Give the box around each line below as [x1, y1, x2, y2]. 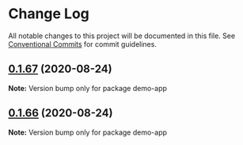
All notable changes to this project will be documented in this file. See [8, 31, 236, 40]
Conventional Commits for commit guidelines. [8, 39, 157, 48]
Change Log [8, 5, 89, 23]
